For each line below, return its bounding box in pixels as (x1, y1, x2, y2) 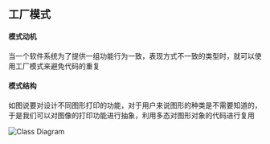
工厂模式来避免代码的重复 (14, 61, 100, 71)
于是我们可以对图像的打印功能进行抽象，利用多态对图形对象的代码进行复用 (8, 110, 255, 120)
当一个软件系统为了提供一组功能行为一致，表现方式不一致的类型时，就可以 (8, 51, 255, 60)
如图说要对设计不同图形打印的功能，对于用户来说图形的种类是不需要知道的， (8, 100, 262, 110)
